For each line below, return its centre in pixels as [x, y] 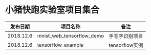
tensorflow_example [61, 45]
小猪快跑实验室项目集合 [52, 10]
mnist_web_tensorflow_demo [71, 36]
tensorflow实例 [126, 45]
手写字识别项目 [126, 36]
